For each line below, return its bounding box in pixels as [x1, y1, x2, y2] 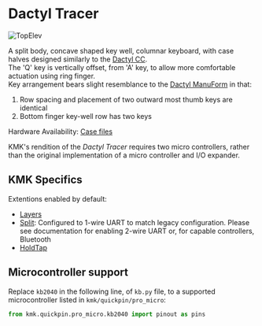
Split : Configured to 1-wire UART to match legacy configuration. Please [19, 217, 250, 227]
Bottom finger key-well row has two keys [19, 111, 152, 120]
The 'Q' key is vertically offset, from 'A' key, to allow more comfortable [8, 62, 236, 72]
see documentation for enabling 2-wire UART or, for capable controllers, [19, 226, 255, 235]
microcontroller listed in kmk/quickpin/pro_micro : [8, 295, 167, 304]
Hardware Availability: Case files [8, 127, 113, 136]
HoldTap [19, 243, 48, 252]
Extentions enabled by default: [8, 194, 108, 203]
